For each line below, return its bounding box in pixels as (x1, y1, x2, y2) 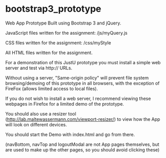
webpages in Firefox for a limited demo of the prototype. (5, 100, 124, 107)
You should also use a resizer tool (5, 111, 77, 117)
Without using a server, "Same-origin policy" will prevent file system (5, 74, 149, 81)
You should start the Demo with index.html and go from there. (5, 131, 135, 138)
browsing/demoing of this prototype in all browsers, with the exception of (5, 80, 160, 86)
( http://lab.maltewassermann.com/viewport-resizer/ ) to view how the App (5, 116, 160, 122)
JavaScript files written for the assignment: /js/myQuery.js (5, 30, 128, 36)
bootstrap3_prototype (5, 3, 102, 15)
